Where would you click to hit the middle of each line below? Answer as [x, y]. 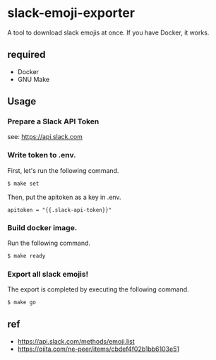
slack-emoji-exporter [71, 13]
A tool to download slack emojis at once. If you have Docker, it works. [108, 32]
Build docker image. [42, 227]
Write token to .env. [42, 155]
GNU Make [34, 79]
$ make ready [26, 256]
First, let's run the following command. [63, 170]
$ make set [23, 184]
